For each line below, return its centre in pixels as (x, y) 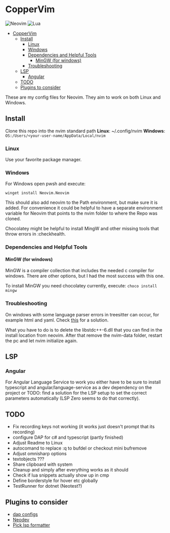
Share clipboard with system (42, 464)
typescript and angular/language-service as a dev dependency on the (79, 388)
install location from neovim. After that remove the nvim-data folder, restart (84, 335)
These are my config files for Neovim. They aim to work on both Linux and (83, 97)
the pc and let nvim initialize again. (41, 340)
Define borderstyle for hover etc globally (55, 481)
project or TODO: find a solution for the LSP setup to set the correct (76, 393)
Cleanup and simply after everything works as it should (70, 470)
